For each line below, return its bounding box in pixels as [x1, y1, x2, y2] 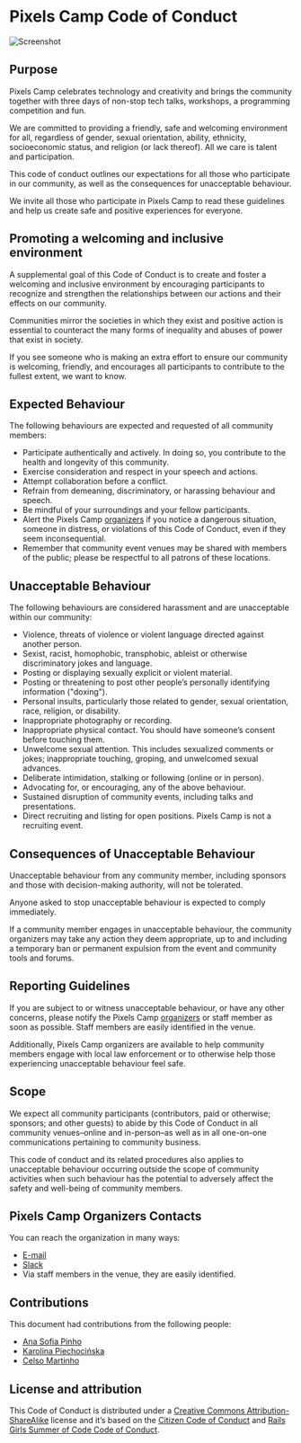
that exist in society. [9, 334, 84, 345]
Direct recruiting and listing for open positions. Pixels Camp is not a [22, 810, 272, 821]
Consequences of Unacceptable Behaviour [9, 846, 256, 862]
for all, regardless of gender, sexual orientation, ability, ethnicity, [9, 132, 247, 143]
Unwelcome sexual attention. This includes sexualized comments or [22, 744, 274, 755]
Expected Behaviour [9, 396, 126, 412]
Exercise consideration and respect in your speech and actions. [22, 466, 259, 477]
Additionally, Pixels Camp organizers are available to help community [9, 1039, 265, 1049]
